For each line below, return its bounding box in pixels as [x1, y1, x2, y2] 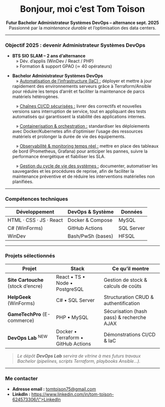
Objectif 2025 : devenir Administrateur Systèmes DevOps [5, 42, 146, 49]
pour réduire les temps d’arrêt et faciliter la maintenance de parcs [12, 88, 145, 94]
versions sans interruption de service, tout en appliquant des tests [12, 109, 146, 114]
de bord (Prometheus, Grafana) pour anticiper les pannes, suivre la [12, 148, 148, 154]
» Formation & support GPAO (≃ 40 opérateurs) [16, 63, 112, 69]
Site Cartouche [7, 276, 44, 283]
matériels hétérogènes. [12, 94, 59, 100]
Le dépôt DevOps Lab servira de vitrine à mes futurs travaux [17, 353, 141, 359]
